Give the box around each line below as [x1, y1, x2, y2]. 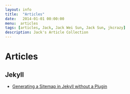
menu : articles [5, 21, 38, 26]
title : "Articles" [5, 12, 45, 17]
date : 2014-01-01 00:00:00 [5, 16, 65, 21]
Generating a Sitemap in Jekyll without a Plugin [12, 84, 108, 89]
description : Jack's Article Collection [5, 30, 89, 35]
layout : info [5, 7, 32, 12]
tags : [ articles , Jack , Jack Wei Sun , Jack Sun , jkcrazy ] [5, 25, 126, 30]
